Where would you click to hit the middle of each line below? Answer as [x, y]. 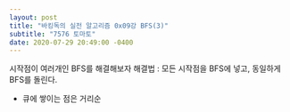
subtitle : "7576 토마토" [53, 34]
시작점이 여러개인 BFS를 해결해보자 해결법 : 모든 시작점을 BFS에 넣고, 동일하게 [145, 68]
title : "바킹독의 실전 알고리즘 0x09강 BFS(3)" [89, 26]
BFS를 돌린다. [33, 80]
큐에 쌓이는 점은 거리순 [62, 99]
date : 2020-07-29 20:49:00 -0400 [71, 42]
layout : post [33, 17]
